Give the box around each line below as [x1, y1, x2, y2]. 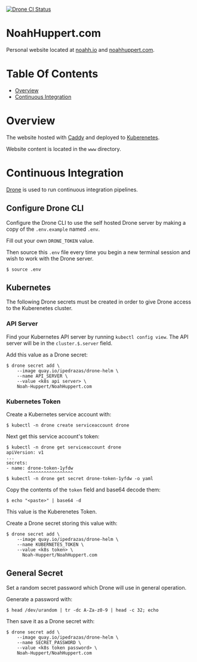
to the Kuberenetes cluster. [6, 305, 73, 312]
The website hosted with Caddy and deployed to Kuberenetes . [6, 134, 160, 141]
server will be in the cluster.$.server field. [6, 339, 113, 347]
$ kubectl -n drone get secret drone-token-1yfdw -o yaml [6, 475, 153, 481]
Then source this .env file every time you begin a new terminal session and [6, 248, 191, 256]
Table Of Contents [6, 67, 98, 81]
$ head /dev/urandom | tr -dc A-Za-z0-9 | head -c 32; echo [6, 607, 159, 613]
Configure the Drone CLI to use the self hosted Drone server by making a [6, 219, 186, 226]
